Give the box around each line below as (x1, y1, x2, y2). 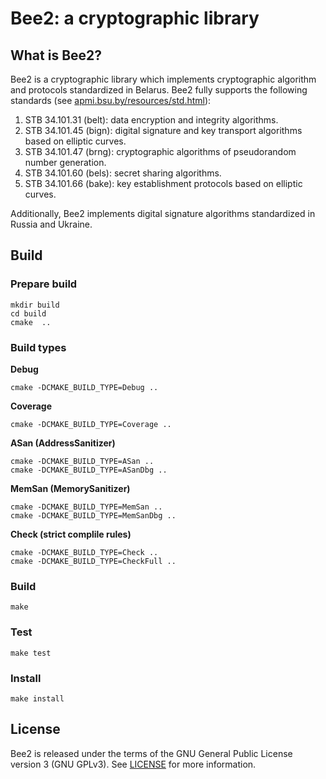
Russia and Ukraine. (10, 218, 93, 230)
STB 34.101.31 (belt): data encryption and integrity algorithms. (24, 114, 279, 126)
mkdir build (10, 300, 60, 310)
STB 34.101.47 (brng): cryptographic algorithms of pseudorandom (24, 146, 297, 157)
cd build (10, 308, 47, 319)
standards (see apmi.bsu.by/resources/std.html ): (10, 95, 212, 106)
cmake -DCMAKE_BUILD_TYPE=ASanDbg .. (10, 465, 168, 475)
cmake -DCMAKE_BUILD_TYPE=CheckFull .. (10, 556, 177, 566)
